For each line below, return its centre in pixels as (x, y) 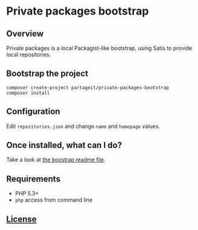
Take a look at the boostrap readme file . (56, 160)
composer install (28, 93)
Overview (25, 34)
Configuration (33, 111)
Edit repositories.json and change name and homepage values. (83, 126)
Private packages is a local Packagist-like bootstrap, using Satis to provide (99, 48)
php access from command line (54, 200)
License (21, 219)
